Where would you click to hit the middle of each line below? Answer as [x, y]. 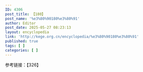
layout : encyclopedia [27, 32]
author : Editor [21, 23]
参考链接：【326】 [23, 65]
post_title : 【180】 [25, 14]
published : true [22, 41]
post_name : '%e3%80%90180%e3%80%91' [42, 18]
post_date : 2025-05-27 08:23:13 [38, 28]
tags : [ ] [15, 46]
